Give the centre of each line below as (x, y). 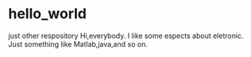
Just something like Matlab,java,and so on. (78, 44)
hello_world (48, 14)
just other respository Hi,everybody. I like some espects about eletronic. (126, 36)
